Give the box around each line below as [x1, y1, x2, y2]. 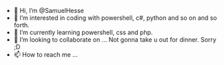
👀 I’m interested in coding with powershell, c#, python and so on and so [13, 14, 217, 22]
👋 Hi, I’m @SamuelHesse [13, 7, 84, 14]
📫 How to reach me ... [13, 51, 78, 58]
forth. [13, 21, 30, 29]
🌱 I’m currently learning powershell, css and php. [13, 28, 153, 36]
